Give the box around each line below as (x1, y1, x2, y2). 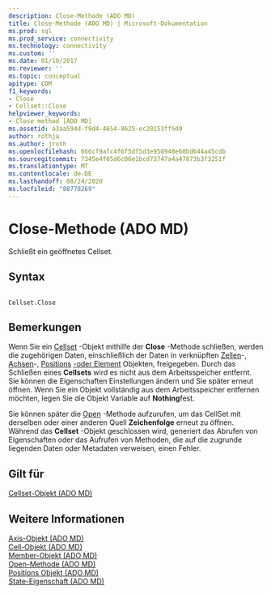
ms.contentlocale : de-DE (8, 170, 92, 178)
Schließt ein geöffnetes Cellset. (8, 246, 113, 256)
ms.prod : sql (8, 27, 53, 35)
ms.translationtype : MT (8, 163, 89, 171)
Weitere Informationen (8, 511, 125, 526)
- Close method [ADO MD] (8, 117, 92, 125)
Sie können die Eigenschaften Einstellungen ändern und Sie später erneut (8, 376, 254, 386)
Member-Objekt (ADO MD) (8, 550, 98, 560)
